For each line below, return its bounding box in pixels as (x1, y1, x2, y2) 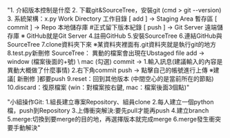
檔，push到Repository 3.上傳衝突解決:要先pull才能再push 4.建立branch (7, 106, 209, 115)
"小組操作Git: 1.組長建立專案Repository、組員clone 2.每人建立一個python (7, 98, 214, 106)
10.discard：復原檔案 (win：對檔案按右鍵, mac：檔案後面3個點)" (7, 83, 190, 91)
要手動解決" (7, 124, 41, 132)
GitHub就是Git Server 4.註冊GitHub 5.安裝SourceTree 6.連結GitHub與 (26, 32, 222, 40)
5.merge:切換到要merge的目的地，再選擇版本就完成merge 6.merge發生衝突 (7, 115, 222, 123)
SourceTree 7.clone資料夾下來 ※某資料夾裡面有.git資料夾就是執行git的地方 (7, 41, 216, 48)
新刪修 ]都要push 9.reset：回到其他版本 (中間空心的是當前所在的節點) (17, 75, 214, 82)
